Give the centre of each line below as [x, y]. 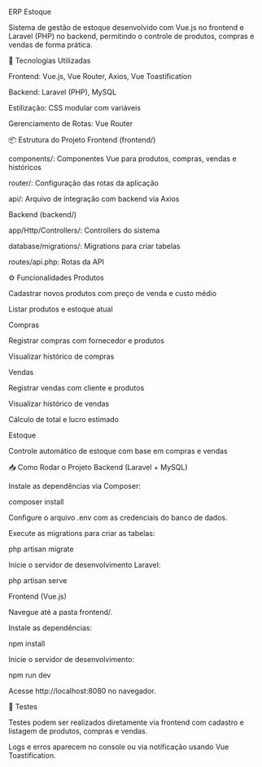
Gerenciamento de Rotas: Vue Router [70, 124]
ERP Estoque [30, 12]
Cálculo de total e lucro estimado [64, 419]
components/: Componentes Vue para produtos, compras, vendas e [123, 159]
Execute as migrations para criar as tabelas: [82, 533]
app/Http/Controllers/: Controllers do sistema [84, 230]
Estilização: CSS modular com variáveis [74, 108]
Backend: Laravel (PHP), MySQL [62, 92]
